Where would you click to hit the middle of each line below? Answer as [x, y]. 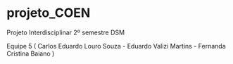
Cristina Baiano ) [31, 53]
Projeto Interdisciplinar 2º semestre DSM [65, 32]
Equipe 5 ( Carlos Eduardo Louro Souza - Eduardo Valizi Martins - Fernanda [116, 46]
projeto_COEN [49, 13]
